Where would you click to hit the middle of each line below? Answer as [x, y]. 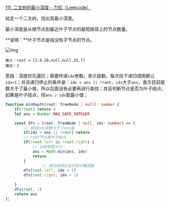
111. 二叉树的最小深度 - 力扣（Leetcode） [48, 7]
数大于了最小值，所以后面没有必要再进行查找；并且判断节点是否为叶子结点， [86, 89]
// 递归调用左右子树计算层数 [68, 166]
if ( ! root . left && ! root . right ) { [59, 142]
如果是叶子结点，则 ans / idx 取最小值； [47, 95]
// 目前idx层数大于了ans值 [49, 128]
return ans [26, 194]
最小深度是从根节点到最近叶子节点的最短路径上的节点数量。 [68, 29]
